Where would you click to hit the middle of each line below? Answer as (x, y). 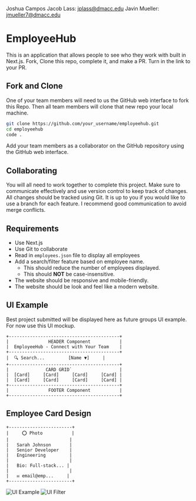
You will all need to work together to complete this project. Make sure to (93, 185)
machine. (17, 113)
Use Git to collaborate (41, 249)
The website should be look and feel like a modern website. (87, 286)
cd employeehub (25, 129)
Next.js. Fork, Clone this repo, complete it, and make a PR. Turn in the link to (98, 61)
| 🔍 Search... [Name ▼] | (56, 358)
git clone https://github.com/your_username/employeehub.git (83, 123)
